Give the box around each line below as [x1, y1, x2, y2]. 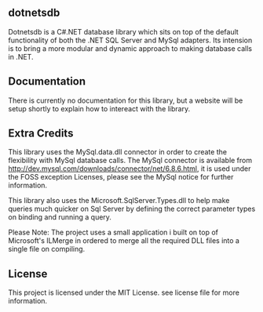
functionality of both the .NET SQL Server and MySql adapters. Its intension [8, 35, 253, 45]
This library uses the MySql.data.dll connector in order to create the [8, 147, 228, 157]
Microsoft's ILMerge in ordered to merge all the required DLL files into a [8, 236, 239, 245]
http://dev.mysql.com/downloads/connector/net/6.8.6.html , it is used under [8, 164, 251, 173]
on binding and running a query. [8, 212, 112, 222]
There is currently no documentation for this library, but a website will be [8, 96, 243, 105]
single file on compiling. [8, 245, 86, 254]
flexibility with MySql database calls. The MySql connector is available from [8, 156, 253, 165]
